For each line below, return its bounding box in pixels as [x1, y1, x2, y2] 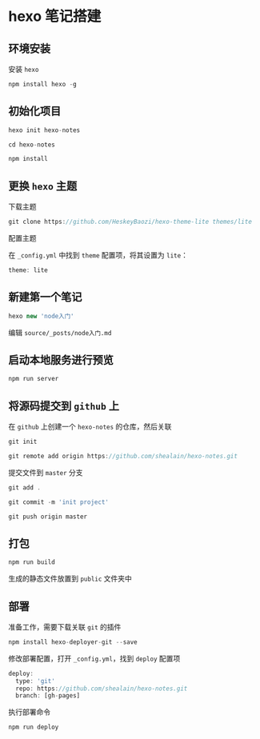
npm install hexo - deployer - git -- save [8, 637, 138, 646]
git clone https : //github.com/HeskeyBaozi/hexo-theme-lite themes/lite [8, 218, 252, 226]
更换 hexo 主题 [8, 179, 78, 193]
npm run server [8, 375, 59, 383]
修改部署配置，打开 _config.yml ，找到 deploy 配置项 [8, 653, 181, 663]
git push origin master [8, 513, 88, 521]
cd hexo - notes [8, 141, 56, 149]
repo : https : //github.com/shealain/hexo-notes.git [15, 685, 188, 693]
